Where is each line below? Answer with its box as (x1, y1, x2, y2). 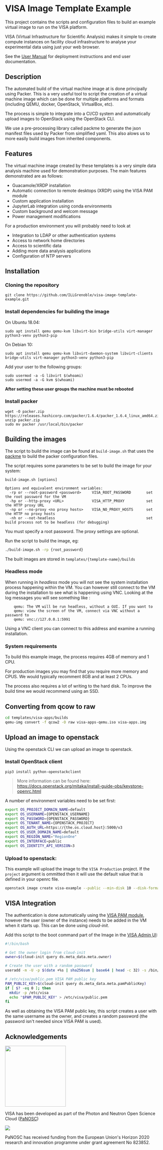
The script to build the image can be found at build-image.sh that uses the (5, 448, 154, 454)
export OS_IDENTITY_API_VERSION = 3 (5, 843, 75, 848)
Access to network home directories (12, 237, 85, 243)
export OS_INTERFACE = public (5, 838, 62, 844)
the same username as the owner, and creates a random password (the (5, 1013, 148, 1019)
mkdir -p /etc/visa (9, 990, 49, 995)
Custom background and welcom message (12, 208, 98, 214)
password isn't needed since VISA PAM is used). (5, 1019, 102, 1024)
